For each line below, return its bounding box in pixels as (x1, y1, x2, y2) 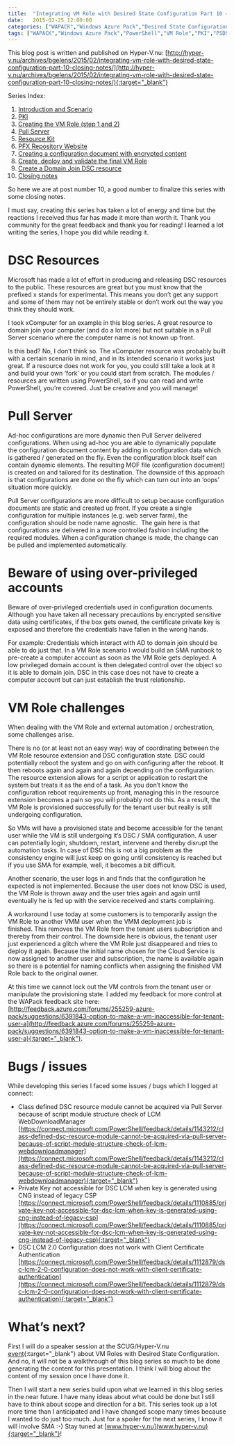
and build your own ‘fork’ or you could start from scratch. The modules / (8, 369, 215, 378)
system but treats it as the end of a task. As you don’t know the (8, 781, 189, 789)
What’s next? (8, 1319, 86, 1335)
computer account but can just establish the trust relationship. (8, 676, 186, 684)
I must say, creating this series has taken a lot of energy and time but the (8, 206, 216, 214)
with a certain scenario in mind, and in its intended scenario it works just (8, 354, 215, 362)
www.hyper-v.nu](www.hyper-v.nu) (106, 1422, 208, 1430)
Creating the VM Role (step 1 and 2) (17, 120, 120, 129)
